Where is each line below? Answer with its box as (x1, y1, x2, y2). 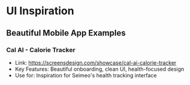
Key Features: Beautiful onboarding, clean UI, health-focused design (14, 65, 185, 73)
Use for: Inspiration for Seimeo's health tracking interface (14, 71, 157, 78)
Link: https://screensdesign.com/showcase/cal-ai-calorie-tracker (14, 59, 177, 66)
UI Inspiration (6, 4, 74, 18)
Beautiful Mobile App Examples (6, 28, 126, 38)
